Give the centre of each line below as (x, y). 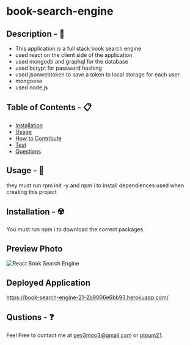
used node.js (31, 87)
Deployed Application (48, 283)
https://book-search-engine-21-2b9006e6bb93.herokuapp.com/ (88, 297)
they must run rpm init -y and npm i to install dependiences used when (95, 185)
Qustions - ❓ (30, 317)
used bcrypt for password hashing (59, 68)
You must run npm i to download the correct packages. (75, 229)
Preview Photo (35, 249)
